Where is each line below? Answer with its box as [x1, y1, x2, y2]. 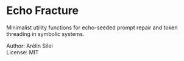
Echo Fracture [6, 4, 79, 18]
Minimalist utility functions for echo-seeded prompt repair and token [6, 24, 178, 31]
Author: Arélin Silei [6, 42, 53, 49]
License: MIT [6, 48, 39, 56]
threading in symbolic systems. [6, 30, 85, 37]
